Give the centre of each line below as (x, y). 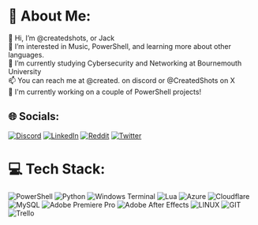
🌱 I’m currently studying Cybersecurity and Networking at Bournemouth (125, 63)
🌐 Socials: (34, 116)
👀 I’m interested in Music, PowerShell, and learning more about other (120, 46)
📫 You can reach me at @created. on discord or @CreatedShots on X (122, 80)
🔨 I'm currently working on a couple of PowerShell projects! (105, 92)
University (25, 71)
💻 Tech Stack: (57, 169)
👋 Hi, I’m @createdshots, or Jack (62, 38)
